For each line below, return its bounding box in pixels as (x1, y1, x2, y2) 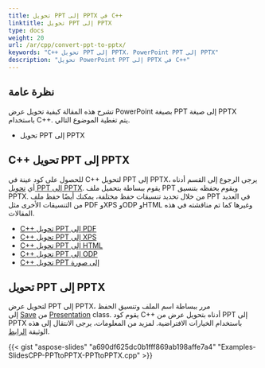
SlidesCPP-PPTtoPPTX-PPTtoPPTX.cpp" (8, 351, 141, 360)
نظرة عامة (8, 85, 55, 99)
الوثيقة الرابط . (8, 327, 50, 336)
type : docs (8, 26, 45, 34)
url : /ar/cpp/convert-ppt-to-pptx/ (8, 41, 127, 49)
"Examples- (217, 343, 256, 352)
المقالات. (8, 208, 35, 218)
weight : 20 (8, 33, 45, 42)
